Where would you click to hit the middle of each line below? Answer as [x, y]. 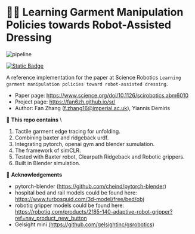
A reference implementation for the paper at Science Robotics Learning [94, 77]
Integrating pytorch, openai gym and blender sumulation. [85, 144]
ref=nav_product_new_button [51, 218]
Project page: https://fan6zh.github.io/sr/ [65, 102]
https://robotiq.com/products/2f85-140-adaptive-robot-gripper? [94, 211]
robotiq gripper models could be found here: [69, 205]
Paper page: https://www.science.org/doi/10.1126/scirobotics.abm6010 [102, 95]
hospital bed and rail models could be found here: [76, 192]
